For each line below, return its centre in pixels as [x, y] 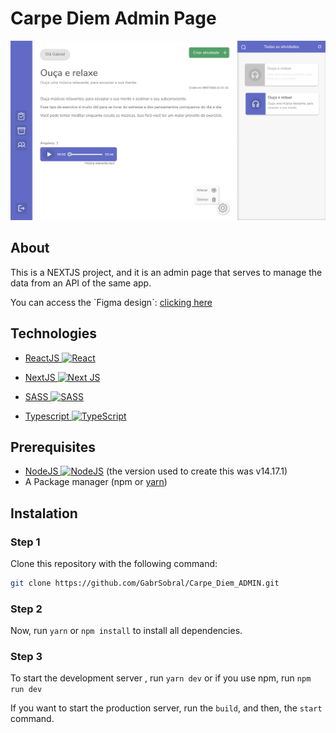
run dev [26, 690]
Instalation [44, 513]
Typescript [47, 416]
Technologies [54, 333]
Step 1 [25, 542]
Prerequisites [53, 447]
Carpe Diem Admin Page [113, 18]
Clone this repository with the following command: [114, 563]
